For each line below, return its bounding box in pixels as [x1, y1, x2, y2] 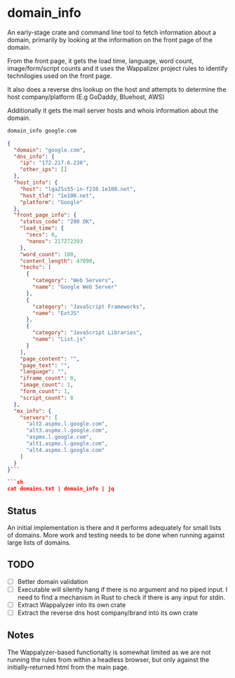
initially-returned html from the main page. [7, 663, 130, 671]
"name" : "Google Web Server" [32, 284, 118, 291]
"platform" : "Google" [20, 199, 83, 206]
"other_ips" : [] [20, 166, 68, 173]
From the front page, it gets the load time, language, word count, [7, 56, 194, 65]
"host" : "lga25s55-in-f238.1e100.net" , [20, 185, 137, 192]
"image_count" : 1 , [20, 381, 74, 389]
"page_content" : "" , [20, 355, 80, 362]
